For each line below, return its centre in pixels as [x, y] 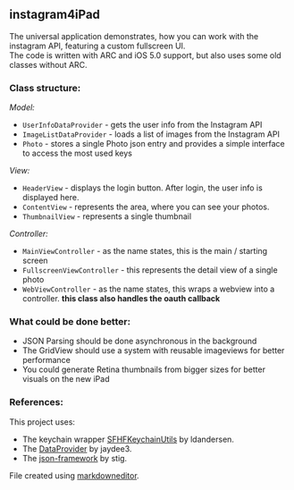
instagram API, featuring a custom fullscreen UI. [97, 46]
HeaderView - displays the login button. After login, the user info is [143, 188]
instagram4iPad [55, 15]
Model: [22, 107]
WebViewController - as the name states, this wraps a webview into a [148, 289]
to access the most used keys [77, 153]
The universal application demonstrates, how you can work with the [134, 36]
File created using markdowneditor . [75, 475]
